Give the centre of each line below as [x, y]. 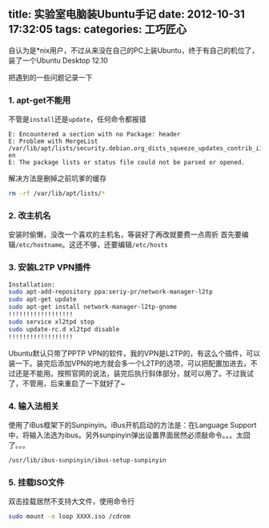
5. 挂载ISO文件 [36, 482]
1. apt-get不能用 [40, 100]
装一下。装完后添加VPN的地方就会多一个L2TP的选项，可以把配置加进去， [129, 363]
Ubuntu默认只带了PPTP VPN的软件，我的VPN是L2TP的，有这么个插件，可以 [134, 353]
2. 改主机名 [30, 215]
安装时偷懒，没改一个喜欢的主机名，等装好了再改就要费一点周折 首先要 [125, 234]
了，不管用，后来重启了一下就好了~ [67, 383]
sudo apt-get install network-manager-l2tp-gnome [93, 307]
